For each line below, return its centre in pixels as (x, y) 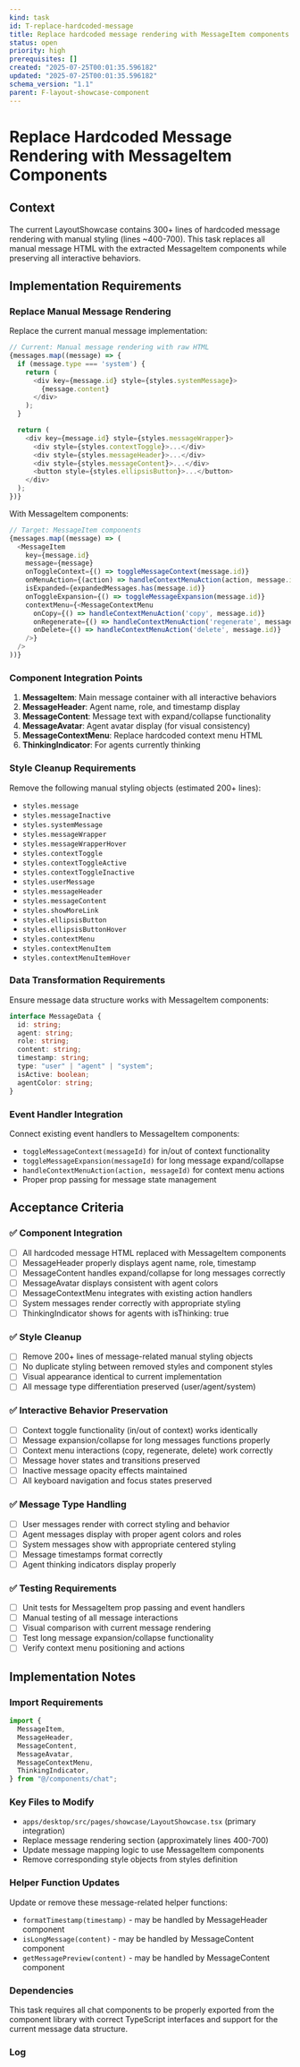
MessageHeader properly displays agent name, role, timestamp (139, 1262)
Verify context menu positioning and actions (104, 1648)
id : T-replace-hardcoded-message (71, 26)
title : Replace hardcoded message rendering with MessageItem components (150, 34)
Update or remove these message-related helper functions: (118, 1902)
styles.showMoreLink (60, 910)
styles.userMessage (58, 882)
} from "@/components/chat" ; (63, 1779)
